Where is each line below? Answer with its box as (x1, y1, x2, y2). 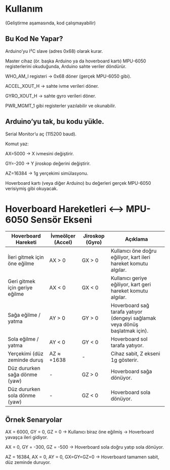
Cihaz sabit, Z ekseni (110, 350, 160, 357)
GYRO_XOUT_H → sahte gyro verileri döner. (5, 92, 96, 99)
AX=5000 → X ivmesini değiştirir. (5, 150, 74, 156)
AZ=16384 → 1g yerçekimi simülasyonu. (5, 170, 89, 176)
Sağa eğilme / (8, 311, 40, 318)
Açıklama (124, 236, 148, 243)
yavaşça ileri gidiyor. (5, 434, 48, 441)
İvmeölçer (50, 232, 76, 239)
